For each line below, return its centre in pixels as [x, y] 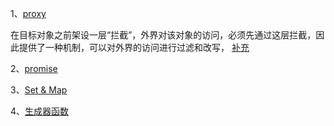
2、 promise [34, 68]
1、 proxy [28, 13]
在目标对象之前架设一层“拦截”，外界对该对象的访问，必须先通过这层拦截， [163, 35]
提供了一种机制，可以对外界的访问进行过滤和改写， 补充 [134, 47]
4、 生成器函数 [40, 111]
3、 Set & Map [39, 90]
